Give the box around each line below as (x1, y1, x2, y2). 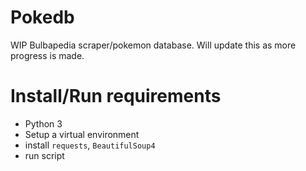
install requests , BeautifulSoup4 (24, 139, 156, 151)
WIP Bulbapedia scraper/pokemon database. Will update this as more (10, 39, 297, 51)
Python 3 (24, 117, 63, 130)
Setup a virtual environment (24, 128, 140, 140)
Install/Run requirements (10, 85, 222, 108)
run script (24, 149, 65, 161)
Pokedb (10, 6, 75, 29)
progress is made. (10, 49, 85, 61)
